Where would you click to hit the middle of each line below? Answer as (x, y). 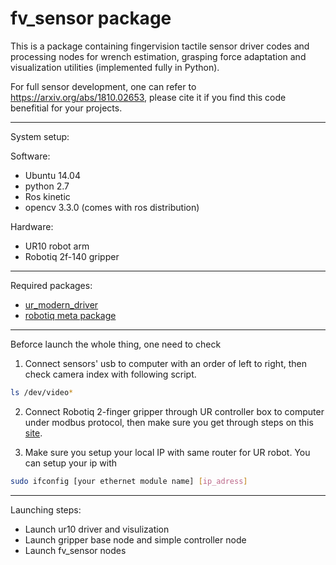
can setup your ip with (71, 463)
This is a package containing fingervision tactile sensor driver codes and (160, 46)
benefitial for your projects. (66, 108)
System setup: (40, 136)
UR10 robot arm (57, 246)
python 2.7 (47, 186)
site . (33, 433)
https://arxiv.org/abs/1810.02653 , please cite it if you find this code (148, 97)
